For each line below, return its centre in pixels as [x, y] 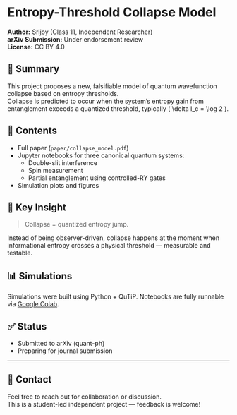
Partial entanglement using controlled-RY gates [97, 178]
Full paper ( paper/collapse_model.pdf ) [73, 148]
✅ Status [27, 326]
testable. [20, 253]
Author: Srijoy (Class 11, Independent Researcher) [80, 32]
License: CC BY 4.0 [36, 47]
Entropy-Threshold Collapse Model [112, 12]
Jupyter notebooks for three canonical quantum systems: [101, 155]
